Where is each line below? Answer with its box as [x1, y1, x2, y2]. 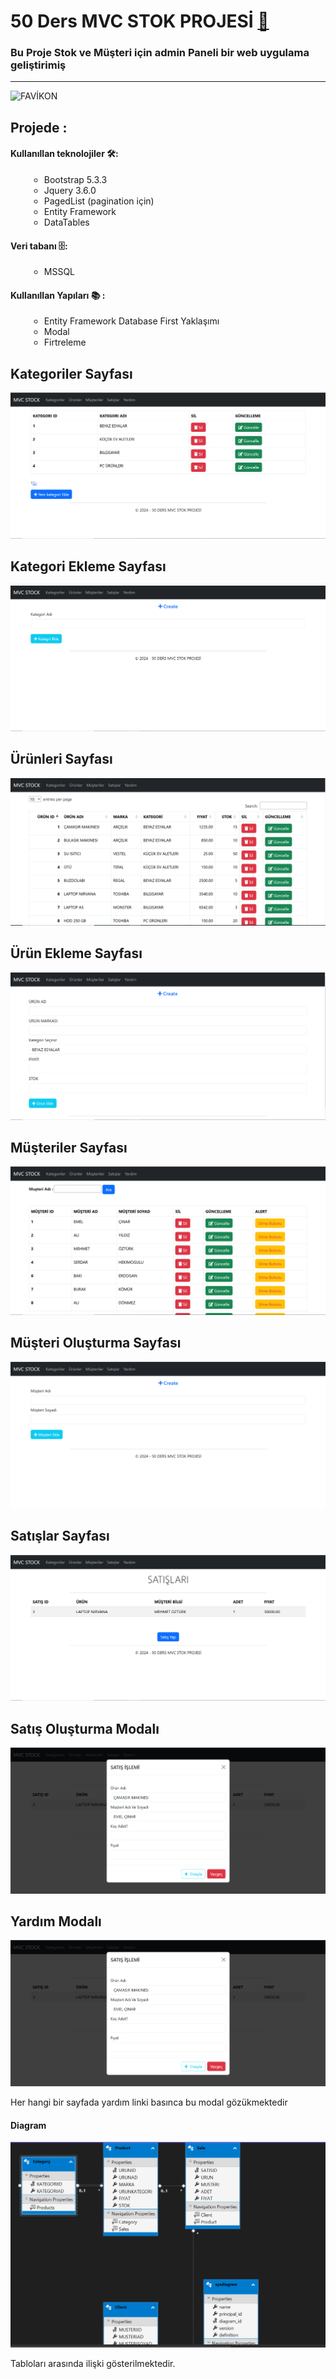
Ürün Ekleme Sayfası [10, 945, 143, 962]
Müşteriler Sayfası [10, 1139, 128, 1156]
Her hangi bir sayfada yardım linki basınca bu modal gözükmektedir [10, 2096, 288, 2108]
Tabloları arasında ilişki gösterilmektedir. [10, 2358, 176, 2370]
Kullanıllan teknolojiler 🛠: [10, 148, 119, 160]
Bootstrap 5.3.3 [43, 174, 108, 186]
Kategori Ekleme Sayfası [10, 558, 167, 575]
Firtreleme [43, 336, 87, 349]
